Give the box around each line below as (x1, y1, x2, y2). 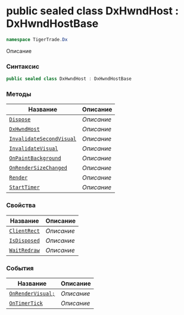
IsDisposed (9, 237, 40, 244)
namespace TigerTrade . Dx (6, 36, 68, 42)
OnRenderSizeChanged (9, 165, 67, 171)
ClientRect (9, 227, 40, 234)
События (6, 264, 34, 272)
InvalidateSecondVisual (9, 135, 77, 143)
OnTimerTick (9, 299, 43, 307)
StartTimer (9, 184, 40, 191)
